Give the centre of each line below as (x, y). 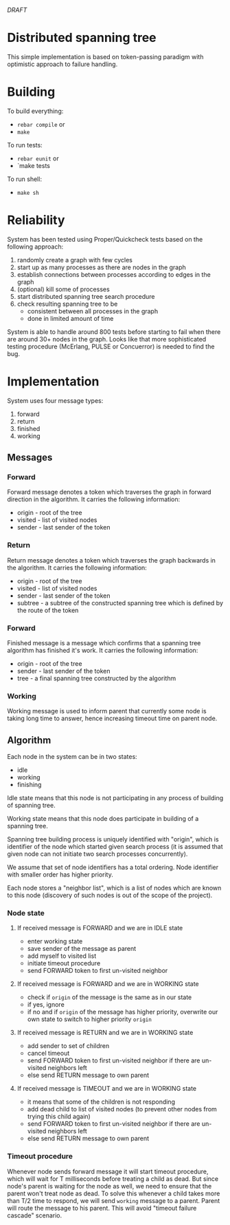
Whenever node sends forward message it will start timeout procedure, (108, 1171)
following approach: (35, 247)
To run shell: (25, 179)
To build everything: (35, 111)
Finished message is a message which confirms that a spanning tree (104, 643)
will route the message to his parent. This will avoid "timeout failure (102, 1208)
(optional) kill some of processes (63, 289)
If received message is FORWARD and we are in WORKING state (108, 984)
